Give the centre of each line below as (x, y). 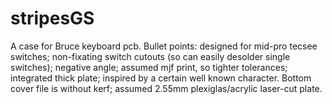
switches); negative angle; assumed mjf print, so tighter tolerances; (149, 67)
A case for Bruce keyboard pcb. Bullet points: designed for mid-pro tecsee (164, 46)
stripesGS (52, 18)
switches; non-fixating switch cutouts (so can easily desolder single (150, 56)
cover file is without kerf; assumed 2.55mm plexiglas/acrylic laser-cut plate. (166, 88)
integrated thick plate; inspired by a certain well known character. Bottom (161, 78)
